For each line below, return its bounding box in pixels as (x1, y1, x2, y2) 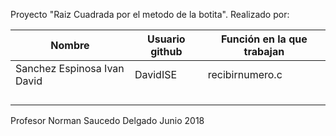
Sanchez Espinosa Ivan (15, 62, 125, 75)
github (150, 45, 183, 58)
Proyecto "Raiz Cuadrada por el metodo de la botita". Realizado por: (10, 9, 290, 20)
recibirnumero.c (207, 68, 283, 81)
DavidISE (134, 68, 178, 81)
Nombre (50, 39, 90, 52)
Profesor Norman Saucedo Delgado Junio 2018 (10, 115, 205, 126)
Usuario (146, 32, 186, 46)
